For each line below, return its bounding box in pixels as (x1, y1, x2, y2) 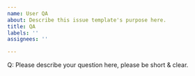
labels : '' (7, 29, 39, 37)
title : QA (7, 23, 36, 30)
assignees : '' (7, 36, 49, 43)
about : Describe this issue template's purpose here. (7, 17, 167, 23)
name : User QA (7, 10, 49, 17)
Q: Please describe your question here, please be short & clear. (7, 61, 189, 69)
